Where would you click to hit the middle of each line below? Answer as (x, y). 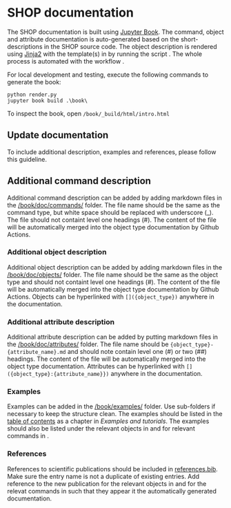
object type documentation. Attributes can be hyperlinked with (96, 366)
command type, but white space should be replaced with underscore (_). (110, 212)
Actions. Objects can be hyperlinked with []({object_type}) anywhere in (111, 297)
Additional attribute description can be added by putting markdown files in (113, 337)
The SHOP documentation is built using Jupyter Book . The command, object (115, 32)
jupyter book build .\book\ (48, 101)
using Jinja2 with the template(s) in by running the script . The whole (104, 54)
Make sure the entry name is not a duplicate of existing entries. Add (103, 476)
